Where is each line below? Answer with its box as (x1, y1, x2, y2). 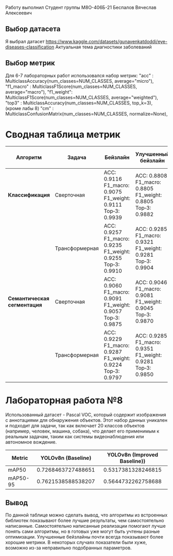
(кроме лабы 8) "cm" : (5, 105, 54, 111)
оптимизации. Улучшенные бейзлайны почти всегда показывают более (5, 534, 164, 540)
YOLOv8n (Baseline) (40, 454, 92, 461)
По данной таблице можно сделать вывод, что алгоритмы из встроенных (5, 512, 168, 518)
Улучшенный (135, 150, 170, 157)
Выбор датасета (5, 25, 61, 33)
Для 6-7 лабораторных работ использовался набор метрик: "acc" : (5, 72, 153, 79)
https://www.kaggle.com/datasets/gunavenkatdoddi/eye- (45, 38, 168, 44)
